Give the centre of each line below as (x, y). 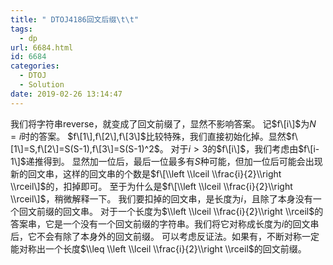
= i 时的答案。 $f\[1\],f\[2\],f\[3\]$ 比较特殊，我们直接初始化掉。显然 (148, 136)
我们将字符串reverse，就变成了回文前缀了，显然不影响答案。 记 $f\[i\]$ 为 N (163, 123)
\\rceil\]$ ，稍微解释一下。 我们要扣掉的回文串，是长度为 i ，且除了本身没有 (161, 198)
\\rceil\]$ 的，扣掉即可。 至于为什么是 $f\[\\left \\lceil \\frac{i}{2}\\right (151, 186)
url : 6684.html (42, 47)
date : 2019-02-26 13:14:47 (66, 94)
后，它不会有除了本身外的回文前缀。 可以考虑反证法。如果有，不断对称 (156, 236)
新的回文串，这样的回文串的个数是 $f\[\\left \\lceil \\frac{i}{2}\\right (146, 173)
